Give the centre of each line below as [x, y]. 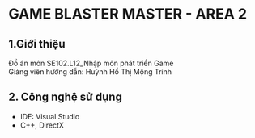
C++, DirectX [42, 125]
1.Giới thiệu [37, 44]
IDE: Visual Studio [50, 116]
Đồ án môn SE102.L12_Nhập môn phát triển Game [91, 63]
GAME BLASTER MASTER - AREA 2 [128, 14]
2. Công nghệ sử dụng [66, 97]
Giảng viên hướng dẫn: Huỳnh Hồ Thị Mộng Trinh [90, 72]
